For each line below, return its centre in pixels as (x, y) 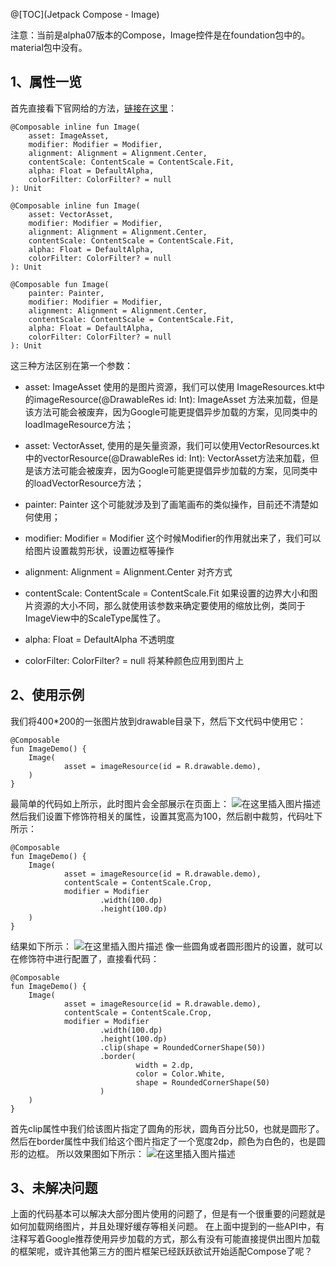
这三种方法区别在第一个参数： (71, 365)
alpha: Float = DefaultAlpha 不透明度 (99, 639)
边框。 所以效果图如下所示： (86, 1153)
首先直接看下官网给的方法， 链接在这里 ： (93, 108)
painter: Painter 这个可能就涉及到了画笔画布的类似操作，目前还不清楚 (167, 504)
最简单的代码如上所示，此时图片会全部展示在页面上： (120, 803)
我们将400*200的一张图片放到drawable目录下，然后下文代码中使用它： (158, 721)
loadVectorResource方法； (89, 483)
